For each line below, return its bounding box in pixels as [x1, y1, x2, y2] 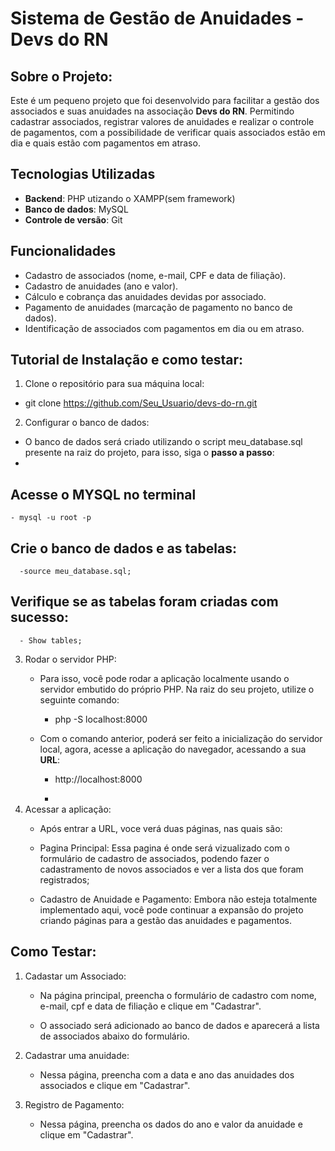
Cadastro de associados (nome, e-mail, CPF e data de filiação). [24, 269, 287, 281]
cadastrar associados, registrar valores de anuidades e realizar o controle [10, 116, 315, 127]
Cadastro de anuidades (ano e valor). [24, 280, 179, 292]
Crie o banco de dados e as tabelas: [10, 540, 237, 557]
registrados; [39, 873, 90, 886]
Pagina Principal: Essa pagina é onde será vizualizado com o [39, 842, 290, 854]
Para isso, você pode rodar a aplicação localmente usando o [39, 672, 290, 684]
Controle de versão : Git [24, 213, 123, 226]
